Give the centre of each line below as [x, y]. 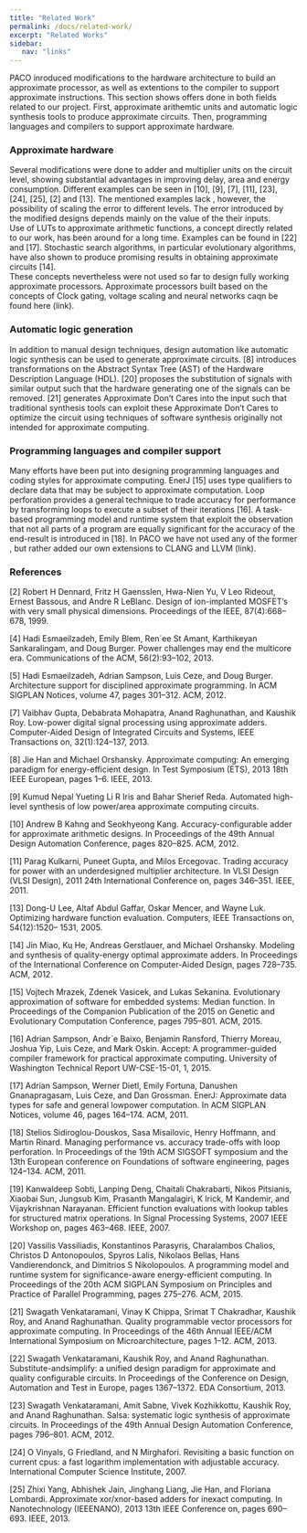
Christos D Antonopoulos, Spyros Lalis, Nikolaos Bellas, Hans [125, 1255]
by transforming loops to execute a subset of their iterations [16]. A [136, 510]
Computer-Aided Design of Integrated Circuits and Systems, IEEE [132, 733]
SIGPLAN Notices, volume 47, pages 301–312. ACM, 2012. [118, 695]
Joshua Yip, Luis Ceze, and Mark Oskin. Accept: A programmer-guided [143, 1049]
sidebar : [26, 43]
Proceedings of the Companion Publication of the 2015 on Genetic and [143, 1011]
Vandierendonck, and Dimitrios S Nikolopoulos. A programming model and [149, 1265]
